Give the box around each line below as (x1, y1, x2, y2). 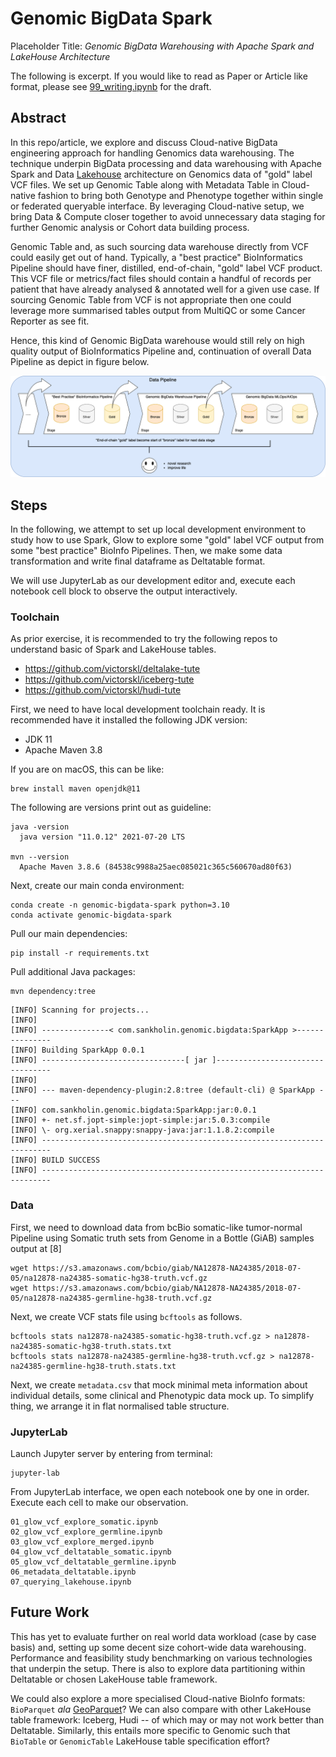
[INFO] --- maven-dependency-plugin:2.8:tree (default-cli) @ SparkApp (10, 1085, 315, 1096)
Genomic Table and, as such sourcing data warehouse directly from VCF (10, 240, 310, 252)
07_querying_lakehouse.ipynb (10, 1577, 132, 1587)
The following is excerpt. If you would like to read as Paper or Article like (10, 70, 308, 82)
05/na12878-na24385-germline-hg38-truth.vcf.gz (10, 1293, 213, 1303)
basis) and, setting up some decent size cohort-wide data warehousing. (10, 1641, 307, 1653)
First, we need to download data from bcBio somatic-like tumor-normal (10, 1221, 303, 1233)
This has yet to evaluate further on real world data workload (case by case (10, 1630, 317, 1642)
